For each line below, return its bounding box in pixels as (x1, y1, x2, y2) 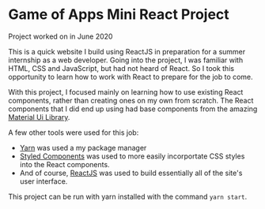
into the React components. (19, 159, 110, 169)
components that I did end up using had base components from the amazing (8, 104, 258, 114)
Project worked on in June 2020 (8, 32, 113, 41)
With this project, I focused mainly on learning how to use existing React (8, 87, 244, 96)
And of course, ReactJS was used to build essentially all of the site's (19, 168, 243, 177)
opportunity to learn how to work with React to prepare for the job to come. (8, 72, 253, 81)
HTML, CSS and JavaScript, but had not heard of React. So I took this (8, 63, 235, 73)
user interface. (19, 176, 68, 186)
